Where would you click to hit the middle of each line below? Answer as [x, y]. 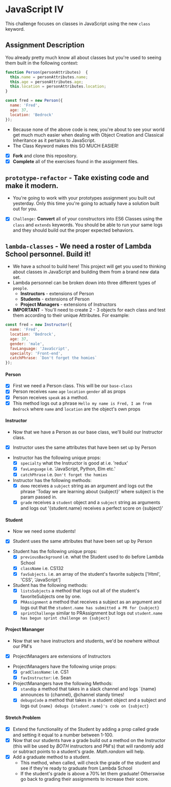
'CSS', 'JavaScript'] [40, 580]
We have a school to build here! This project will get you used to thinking [89, 267]
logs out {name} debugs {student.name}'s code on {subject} [85, 706]
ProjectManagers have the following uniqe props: [65, 667]
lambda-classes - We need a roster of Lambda [79, 246]
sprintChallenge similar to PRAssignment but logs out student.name [91, 613]
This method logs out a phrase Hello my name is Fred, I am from [82, 403]
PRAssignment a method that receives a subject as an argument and [91, 602]
